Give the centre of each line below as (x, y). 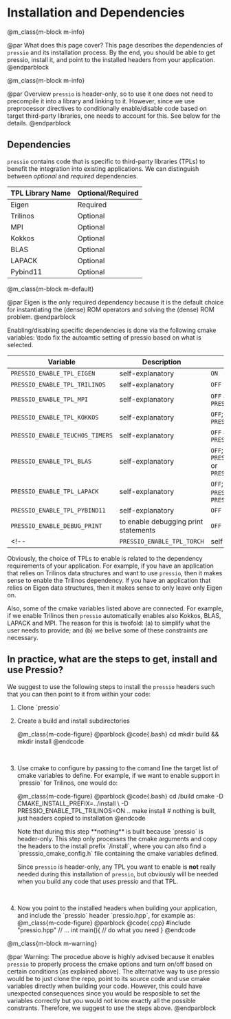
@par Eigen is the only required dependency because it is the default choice (115, 302)
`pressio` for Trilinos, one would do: (67, 783)
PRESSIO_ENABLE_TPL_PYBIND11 (58, 510)
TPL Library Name (41, 193)
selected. (20, 344)
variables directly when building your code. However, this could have (105, 986)
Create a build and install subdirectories (74, 721)
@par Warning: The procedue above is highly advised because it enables (111, 956)
